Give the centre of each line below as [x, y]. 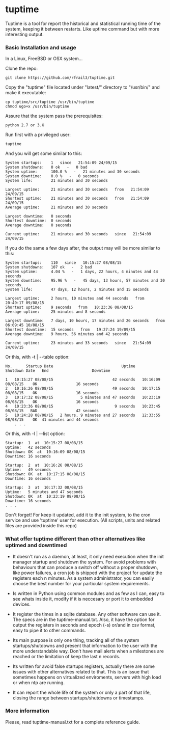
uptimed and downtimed [36, 545]
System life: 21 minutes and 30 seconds [57, 181]
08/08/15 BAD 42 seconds [52, 411]
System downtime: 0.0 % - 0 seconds [52, 176]
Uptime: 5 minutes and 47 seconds [44, 492]
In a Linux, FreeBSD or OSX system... [44, 59]
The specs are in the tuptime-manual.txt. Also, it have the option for [83, 619]
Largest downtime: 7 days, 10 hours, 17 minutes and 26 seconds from [85, 321]
